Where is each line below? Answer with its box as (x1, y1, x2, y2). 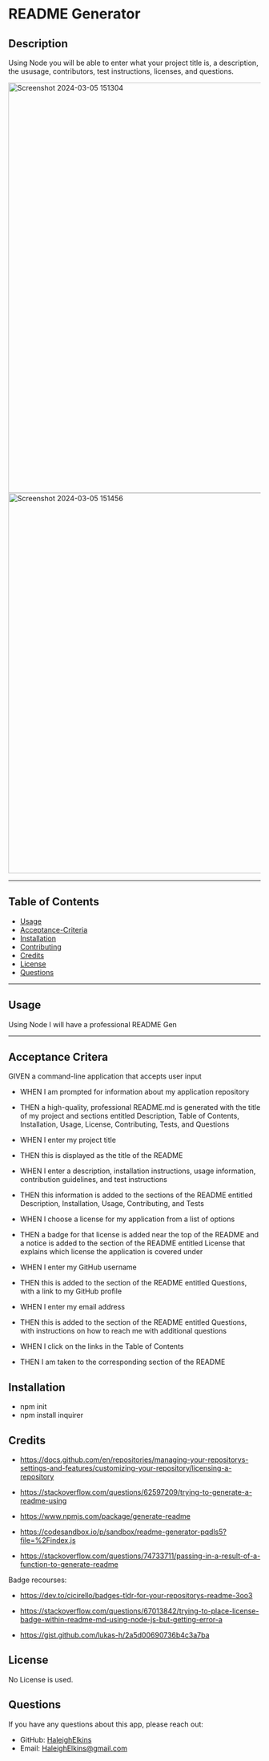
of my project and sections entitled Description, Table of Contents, (19, 1111, 240, 1121)
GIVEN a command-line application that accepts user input (8, 1071, 202, 1081)
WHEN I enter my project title (19, 1136, 116, 1145)
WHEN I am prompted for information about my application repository (19, 1087, 250, 1097)
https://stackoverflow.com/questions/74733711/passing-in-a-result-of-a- (19, 1551, 261, 1561)
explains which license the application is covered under (19, 1247, 203, 1257)
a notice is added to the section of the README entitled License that (19, 1238, 246, 1248)
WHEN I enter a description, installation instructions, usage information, (19, 1166, 256, 1176)
